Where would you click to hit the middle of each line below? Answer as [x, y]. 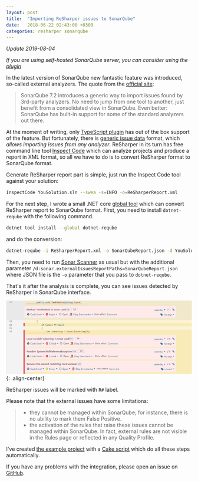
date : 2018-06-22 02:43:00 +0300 [50, 25]
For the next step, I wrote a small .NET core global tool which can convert [95, 204]
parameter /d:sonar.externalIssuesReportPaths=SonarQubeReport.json [92, 268]
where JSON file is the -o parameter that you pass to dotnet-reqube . [89, 274]
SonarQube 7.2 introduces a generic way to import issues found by [102, 96]
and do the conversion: [34, 239]
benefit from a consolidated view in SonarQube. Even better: [94, 108]
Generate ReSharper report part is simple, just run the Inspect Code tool [93, 175]
